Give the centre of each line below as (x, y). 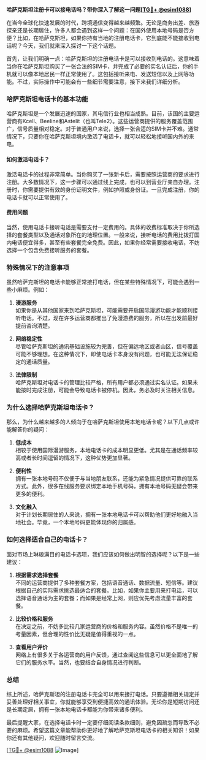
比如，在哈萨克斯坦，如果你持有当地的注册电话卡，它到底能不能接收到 (105, 38)
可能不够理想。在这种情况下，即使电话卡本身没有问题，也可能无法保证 (104, 354)
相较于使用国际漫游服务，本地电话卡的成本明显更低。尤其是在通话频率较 (106, 450)
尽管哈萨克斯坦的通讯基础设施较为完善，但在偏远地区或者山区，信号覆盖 (106, 346)
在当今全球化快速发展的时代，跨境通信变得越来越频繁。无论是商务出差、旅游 (103, 23)
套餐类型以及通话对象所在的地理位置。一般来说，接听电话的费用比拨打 (105, 235)
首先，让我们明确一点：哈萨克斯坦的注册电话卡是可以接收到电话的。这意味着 (103, 59)
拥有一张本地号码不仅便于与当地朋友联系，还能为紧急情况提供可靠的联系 (106, 479)
